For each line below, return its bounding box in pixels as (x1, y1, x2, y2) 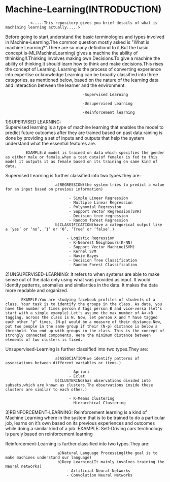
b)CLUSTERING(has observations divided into (55, 378, 151, 383)
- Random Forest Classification (69, 262, 138, 267)
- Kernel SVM (69, 249, 96, 254)
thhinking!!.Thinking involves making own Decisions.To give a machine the (5, 55, 160, 61)
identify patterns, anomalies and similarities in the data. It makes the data (5, 282, 158, 288)
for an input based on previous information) (5, 186, 103, 191)
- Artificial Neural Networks (66, 468, 130, 473)
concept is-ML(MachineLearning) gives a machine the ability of (5, 50, 138, 56)
